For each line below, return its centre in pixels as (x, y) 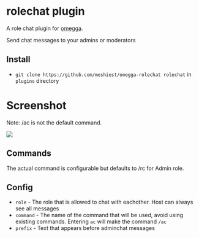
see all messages (37, 209)
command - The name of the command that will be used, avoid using (99, 215)
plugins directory (37, 80)
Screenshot (36, 105)
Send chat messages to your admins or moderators (71, 40)
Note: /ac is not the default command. (54, 122)
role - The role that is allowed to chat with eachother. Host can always (104, 202)
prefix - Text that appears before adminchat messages (85, 228)
